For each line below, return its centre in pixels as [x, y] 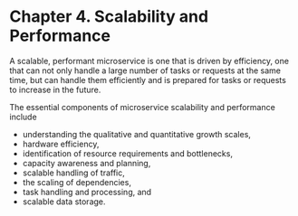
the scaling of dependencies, [77, 182]
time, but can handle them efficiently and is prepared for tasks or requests [148, 80]
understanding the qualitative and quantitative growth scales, [137, 134]
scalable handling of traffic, [73, 173]
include [24, 117]
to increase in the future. [55, 89]
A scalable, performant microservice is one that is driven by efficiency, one [149, 61]
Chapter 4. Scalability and [109, 17]
